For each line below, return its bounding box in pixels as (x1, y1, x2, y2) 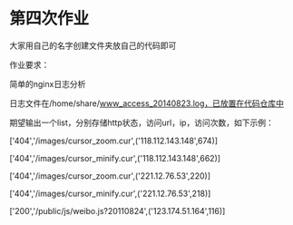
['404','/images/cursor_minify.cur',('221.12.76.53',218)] (9, 188, 211, 199)
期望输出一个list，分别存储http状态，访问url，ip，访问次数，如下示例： (9, 117, 274, 128)
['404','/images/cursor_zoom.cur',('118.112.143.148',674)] (9, 135, 219, 146)
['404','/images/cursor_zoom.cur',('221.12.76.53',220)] (9, 170, 211, 181)
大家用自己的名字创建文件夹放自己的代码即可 (9, 40, 177, 51)
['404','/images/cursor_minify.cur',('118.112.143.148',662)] (9, 152, 220, 163)
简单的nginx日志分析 (9, 78, 86, 89)
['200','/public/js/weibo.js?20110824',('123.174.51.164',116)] (9, 205, 226, 216)
